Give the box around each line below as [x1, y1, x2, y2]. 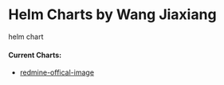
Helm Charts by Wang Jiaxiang [8, 6, 217, 24]
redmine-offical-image [19, 68, 94, 77]
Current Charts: [8, 50, 62, 60]
